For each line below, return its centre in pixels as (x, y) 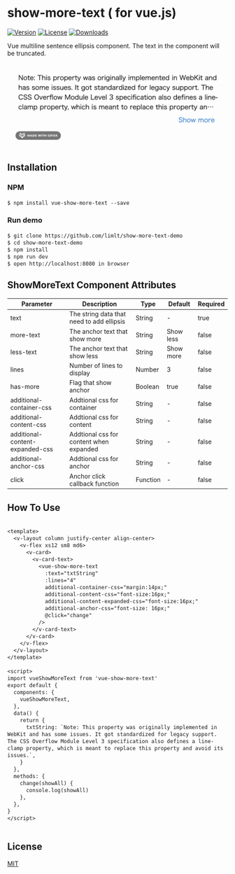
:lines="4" (60, 580)
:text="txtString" (71, 573)
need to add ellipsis (98, 322)
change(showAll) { (47, 783)
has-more (25, 386)
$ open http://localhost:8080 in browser (69, 264)
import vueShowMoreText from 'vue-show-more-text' (83, 678)
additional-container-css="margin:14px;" (106, 587)
